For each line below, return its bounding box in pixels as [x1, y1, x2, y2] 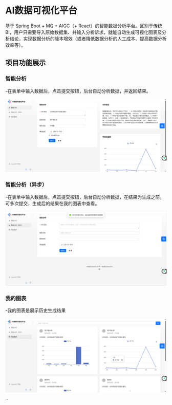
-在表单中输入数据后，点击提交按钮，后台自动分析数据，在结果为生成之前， [5, 194, 165, 200]
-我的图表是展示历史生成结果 [5, 307, 66, 314]
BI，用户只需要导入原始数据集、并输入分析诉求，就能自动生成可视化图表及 [5, 29, 162, 35]
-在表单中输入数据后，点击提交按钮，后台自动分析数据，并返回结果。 [5, 88, 151, 94]
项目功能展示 [5, 59, 46, 67]
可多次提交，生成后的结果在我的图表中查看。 [5, 200, 100, 206]
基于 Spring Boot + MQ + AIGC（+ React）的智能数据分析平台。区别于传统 [5, 23, 163, 29]
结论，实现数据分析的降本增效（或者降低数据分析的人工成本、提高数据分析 [9, 35, 167, 42]
